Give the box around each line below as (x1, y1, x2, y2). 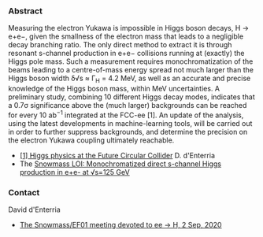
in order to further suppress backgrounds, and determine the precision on (8, 127, 248, 136)
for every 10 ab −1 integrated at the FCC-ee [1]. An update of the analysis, (8, 109, 244, 120)
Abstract (8, 6, 43, 17)
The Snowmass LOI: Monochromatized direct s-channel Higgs (19, 159, 222, 168)
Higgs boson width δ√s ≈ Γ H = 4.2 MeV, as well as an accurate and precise (8, 73, 251, 85)
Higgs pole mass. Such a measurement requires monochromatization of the (8, 57, 254, 66)
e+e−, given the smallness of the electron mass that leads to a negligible (8, 31, 244, 41)
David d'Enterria (8, 205, 61, 214)
